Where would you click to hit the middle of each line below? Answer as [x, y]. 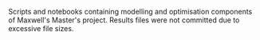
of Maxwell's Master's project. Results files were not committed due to [124, 20]
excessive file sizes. [41, 28]
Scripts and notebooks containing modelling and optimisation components [130, 12]
